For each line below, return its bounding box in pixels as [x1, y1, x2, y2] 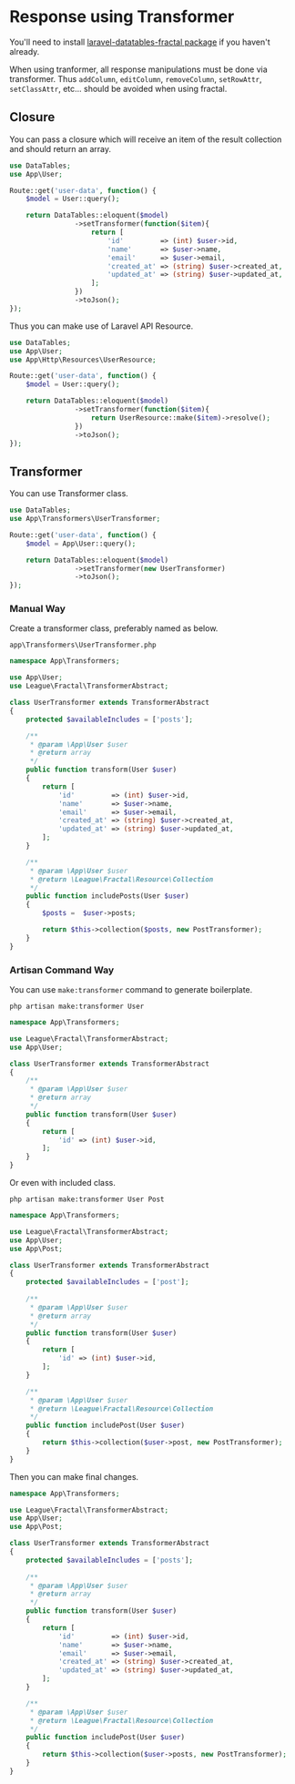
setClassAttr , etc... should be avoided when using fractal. [9, 83, 228, 94]
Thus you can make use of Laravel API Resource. [9, 321, 194, 331]
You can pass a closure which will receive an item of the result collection [9, 134, 282, 145]
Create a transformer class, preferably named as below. [9, 623, 219, 634]
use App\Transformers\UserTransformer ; [9, 515, 161, 524]
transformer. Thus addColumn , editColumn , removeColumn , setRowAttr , [9, 73, 262, 84]
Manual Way [9, 603, 66, 616]
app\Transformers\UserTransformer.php [9, 640, 157, 650]
